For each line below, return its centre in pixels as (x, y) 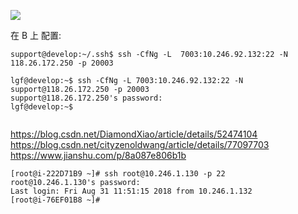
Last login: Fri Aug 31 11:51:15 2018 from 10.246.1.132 (131, 191)
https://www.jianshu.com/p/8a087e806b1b (98, 155)
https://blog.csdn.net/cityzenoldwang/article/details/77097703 (140, 144)
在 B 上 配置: (36, 35)
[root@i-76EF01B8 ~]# (55, 200)
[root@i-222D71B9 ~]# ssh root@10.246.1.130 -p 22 (118, 174)
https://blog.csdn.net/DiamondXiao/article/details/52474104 (134, 134)
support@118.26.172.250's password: (86, 98)
